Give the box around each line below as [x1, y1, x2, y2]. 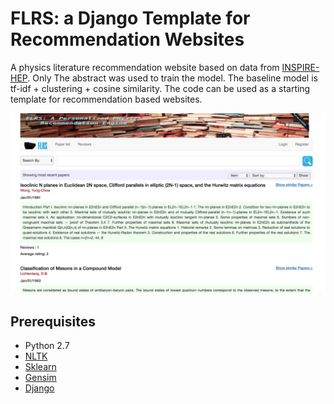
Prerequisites [10, 313, 96, 330]
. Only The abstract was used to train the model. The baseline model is [27, 72, 318, 84]
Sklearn [24, 361, 57, 373]
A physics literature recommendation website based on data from [10, 61, 280, 73]
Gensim [24, 372, 57, 384]
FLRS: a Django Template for [10, 7, 251, 30]
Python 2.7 [24, 340, 70, 352]
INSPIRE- [281, 61, 320, 73]
